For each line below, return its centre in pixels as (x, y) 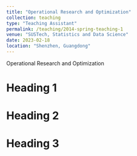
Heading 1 (32, 88)
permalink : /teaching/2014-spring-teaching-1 (65, 29)
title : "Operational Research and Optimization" (69, 12)
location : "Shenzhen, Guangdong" (48, 46)
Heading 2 (33, 116)
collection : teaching (34, 18)
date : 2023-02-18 (28, 40)
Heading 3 (33, 144)
